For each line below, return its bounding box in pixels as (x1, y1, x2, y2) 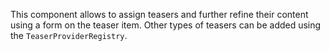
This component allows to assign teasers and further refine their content (10, 9, 309, 20)
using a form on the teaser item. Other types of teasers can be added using (10, 19, 322, 31)
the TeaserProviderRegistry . (10, 30, 128, 41)
